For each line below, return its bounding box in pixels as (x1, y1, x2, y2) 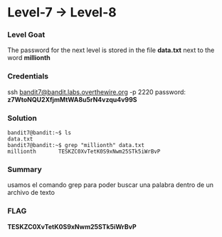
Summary (7, 165, 43, 174)
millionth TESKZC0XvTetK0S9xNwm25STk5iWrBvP (7, 148, 161, 156)
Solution (7, 113, 38, 123)
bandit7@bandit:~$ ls (7, 129, 72, 136)
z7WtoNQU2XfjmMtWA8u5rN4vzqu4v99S (7, 95, 137, 104)
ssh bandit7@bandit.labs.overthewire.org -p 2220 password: (7, 87, 186, 96)
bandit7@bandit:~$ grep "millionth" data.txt (7, 142, 144, 149)
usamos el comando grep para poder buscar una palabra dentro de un (7, 181, 213, 189)
